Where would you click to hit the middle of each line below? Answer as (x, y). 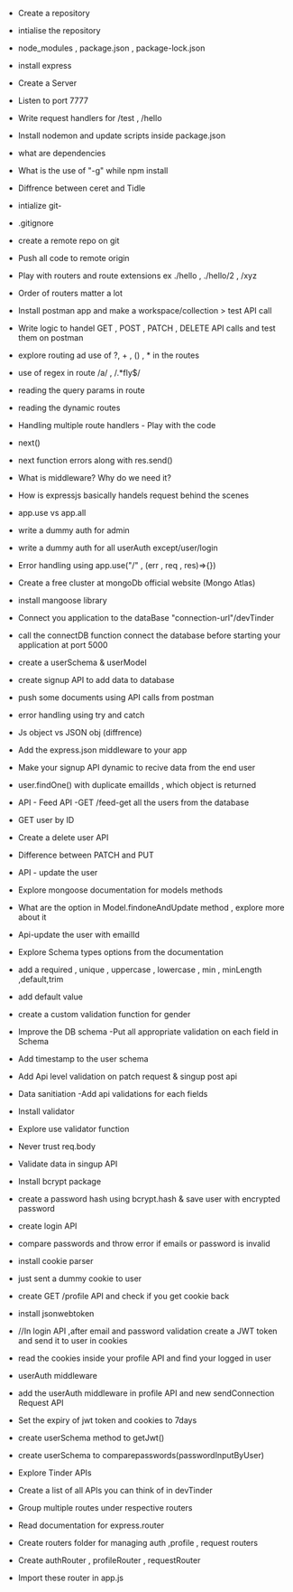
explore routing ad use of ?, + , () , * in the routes (109, 355)
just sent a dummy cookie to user (80, 1278)
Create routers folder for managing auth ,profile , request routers (138, 1543)
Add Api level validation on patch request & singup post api (127, 1076)
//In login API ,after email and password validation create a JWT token (147, 1331)
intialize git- (40, 206)
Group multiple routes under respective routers (105, 1508)
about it (32, 917)
